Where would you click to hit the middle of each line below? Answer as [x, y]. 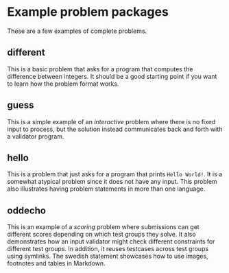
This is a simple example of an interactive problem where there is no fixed [111, 121]
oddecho [27, 210]
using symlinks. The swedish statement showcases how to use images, [108, 256]
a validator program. [36, 136]
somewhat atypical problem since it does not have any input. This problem [112, 182]
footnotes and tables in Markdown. [56, 263]
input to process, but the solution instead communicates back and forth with [115, 129]
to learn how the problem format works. [63, 84]
